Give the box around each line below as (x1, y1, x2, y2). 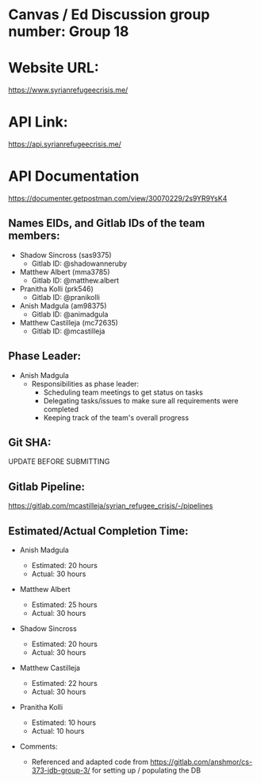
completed (43, 404, 79, 414)
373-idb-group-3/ (31, 765, 90, 775)
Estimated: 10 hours (31, 718, 97, 727)
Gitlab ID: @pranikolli (31, 292, 101, 302)
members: (8, 229, 60, 243)
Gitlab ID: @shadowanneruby (31, 259, 128, 268)
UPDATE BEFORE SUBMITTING (8, 457, 110, 466)
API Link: (8, 113, 68, 131)
